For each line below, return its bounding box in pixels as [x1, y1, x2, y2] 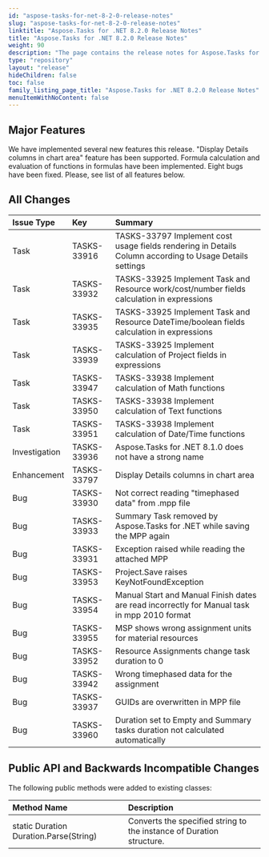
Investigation [12, 446, 62, 457]
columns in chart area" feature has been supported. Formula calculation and [8, 153, 260, 162]
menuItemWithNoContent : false [8, 94, 110, 102]
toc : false [8, 78, 45, 86]
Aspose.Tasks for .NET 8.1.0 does [114, 441, 244, 452]
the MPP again [114, 530, 171, 541]
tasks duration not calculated [114, 724, 224, 735]
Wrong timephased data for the [114, 668, 233, 679]
